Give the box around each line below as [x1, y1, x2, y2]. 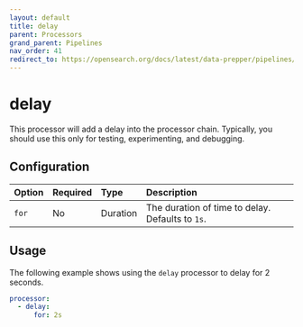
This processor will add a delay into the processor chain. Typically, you [9, 123, 273, 134]
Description [145, 186, 197, 198]
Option [14, 186, 44, 198]
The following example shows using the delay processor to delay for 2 [9, 267, 271, 277]
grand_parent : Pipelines [9, 38, 103, 48]
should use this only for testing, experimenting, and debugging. [9, 132, 245, 144]
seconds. [9, 277, 44, 287]
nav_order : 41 [9, 47, 63, 56]
